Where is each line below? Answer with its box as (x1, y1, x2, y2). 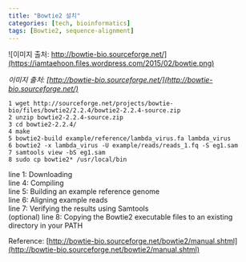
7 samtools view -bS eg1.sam (8, 149, 106, 157)
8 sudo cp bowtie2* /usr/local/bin (8, 155, 127, 164)
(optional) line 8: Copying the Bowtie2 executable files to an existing (8, 212, 233, 222)
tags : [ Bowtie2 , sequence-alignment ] (8, 26, 135, 34)
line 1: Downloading (8, 170, 73, 179)
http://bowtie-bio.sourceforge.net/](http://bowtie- (49, 75, 213, 85)
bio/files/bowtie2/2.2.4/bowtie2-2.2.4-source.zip (8, 107, 181, 115)
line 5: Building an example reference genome (8, 187, 160, 196)
